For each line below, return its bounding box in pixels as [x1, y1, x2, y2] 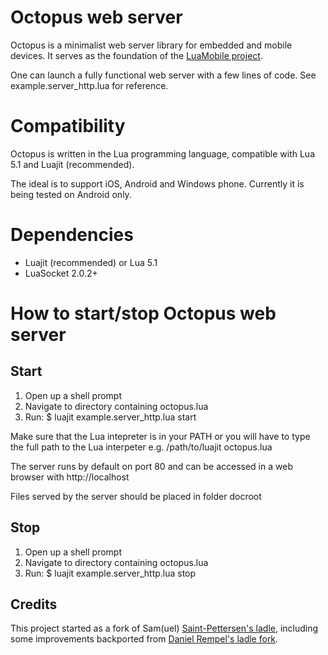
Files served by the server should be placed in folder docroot [10, 490, 262, 502]
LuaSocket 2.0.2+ [24, 267, 98, 279]
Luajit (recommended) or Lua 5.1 [24, 256, 158, 268]
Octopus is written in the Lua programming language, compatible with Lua [10, 147, 315, 160]
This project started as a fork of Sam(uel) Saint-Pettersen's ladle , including [10, 622, 319, 635]
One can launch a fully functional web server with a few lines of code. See [10, 69, 317, 81]
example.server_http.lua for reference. [10, 79, 169, 91]
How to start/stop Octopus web [10, 302, 277, 325]
